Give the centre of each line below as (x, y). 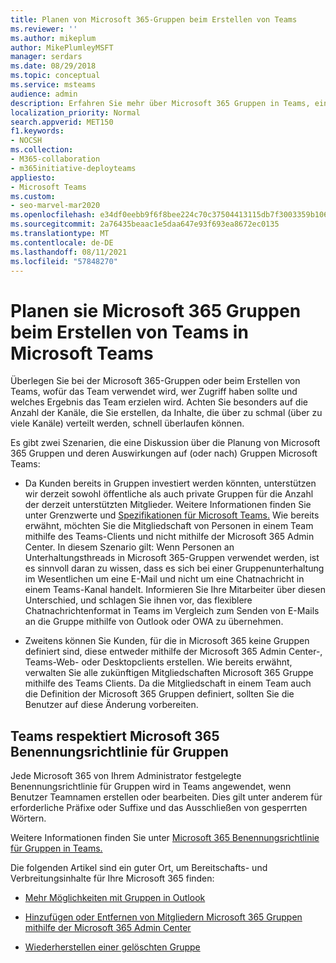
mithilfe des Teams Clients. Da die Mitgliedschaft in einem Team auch (168, 683)
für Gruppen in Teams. (56, 848)
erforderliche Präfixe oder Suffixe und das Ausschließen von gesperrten (159, 808)
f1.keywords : (37, 131)
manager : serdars (46, 57)
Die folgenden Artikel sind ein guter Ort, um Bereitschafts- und (139, 868)
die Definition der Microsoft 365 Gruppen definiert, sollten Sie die (159, 694)
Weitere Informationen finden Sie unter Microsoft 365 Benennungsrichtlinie (165, 838)
